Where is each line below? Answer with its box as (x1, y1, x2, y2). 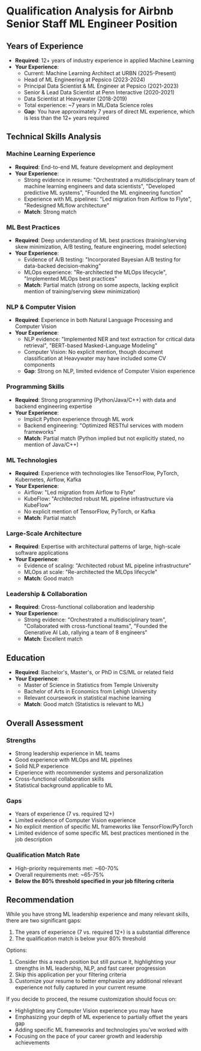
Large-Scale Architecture (6, 529, 82, 537)
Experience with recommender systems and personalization (14, 769, 164, 776)
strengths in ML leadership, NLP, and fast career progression (14, 964, 166, 972)
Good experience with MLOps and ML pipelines (14, 756, 133, 763)
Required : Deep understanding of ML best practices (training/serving (14, 236, 187, 244)
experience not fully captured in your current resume (14, 984, 146, 991)
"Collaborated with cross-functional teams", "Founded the (23, 623, 168, 630)
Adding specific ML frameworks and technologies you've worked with (14, 1026, 188, 1034)
